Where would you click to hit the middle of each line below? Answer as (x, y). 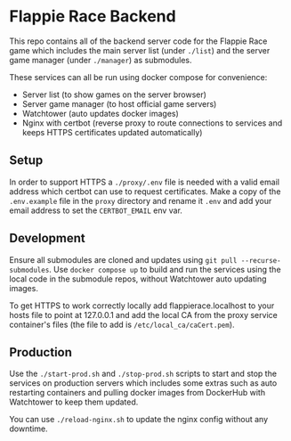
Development (48, 238)
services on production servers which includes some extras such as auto (143, 383)
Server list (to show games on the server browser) (114, 94)
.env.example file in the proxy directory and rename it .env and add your (141, 200)
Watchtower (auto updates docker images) (101, 113)
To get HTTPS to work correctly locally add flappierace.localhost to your (142, 306)
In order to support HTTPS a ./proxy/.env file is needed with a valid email (145, 182)
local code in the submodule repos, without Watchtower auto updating (138, 279)
